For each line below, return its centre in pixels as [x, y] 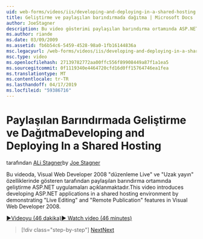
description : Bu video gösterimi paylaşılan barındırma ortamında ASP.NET [102, 29]
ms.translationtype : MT [36, 74]
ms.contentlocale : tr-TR [37, 79]
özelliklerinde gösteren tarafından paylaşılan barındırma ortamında [89, 180]
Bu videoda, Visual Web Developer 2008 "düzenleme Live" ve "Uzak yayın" [100, 174]
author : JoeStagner [31, 23]
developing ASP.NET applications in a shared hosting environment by [92, 193]
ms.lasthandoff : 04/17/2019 [42, 85]
